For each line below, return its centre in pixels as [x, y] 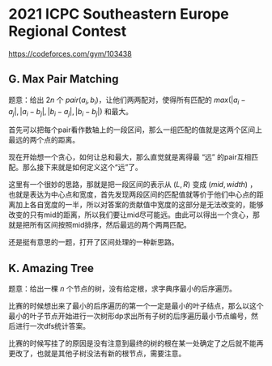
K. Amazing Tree [51, 268]
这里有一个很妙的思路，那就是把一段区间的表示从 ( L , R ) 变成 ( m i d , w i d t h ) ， [133, 185]
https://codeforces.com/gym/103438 [70, 53]
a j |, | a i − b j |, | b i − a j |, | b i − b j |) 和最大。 [71, 112]
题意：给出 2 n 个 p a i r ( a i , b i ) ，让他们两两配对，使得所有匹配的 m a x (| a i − [127, 100]
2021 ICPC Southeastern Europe [119, 14]
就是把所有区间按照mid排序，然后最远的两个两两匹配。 [100, 225]
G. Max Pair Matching [64, 79]
